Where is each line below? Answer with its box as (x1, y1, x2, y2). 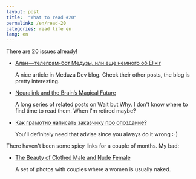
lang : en (6, 31, 28, 37)
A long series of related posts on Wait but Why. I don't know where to (15, 101, 188, 108)
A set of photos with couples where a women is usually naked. (15, 166, 171, 173)
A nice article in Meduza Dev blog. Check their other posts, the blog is (15, 71, 190, 78)
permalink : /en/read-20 (6, 20, 67, 26)
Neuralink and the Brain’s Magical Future (15, 89, 116, 96)
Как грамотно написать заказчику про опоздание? (15, 119, 147, 127)
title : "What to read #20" (6, 14, 77, 20)
